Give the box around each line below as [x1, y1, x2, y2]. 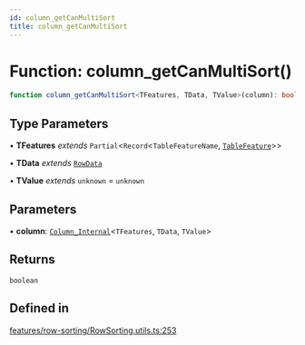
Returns [9, 251, 56, 268]
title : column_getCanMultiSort [9, 22, 128, 31]
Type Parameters [9, 115, 109, 132]
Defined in [9, 301, 70, 316]
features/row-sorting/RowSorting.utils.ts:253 [9, 324, 177, 336]
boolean [9, 276, 39, 285]
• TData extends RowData [9, 158, 103, 169]
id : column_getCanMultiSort [9, 13, 116, 23]
